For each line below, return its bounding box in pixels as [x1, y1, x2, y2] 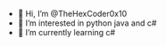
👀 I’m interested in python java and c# [17, 18, 157, 28]
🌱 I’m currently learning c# [17, 27, 116, 37]
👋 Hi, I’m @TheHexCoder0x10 [17, 9, 128, 19]
